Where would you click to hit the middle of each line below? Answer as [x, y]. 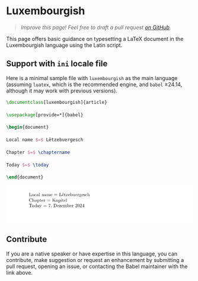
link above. [20, 272]
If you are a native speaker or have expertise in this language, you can [92, 254]
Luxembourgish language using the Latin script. [64, 45]
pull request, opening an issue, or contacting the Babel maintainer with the [97, 266]
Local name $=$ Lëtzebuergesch [45, 140]
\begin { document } [28, 127]
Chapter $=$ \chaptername [38, 152]
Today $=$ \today [28, 165]
